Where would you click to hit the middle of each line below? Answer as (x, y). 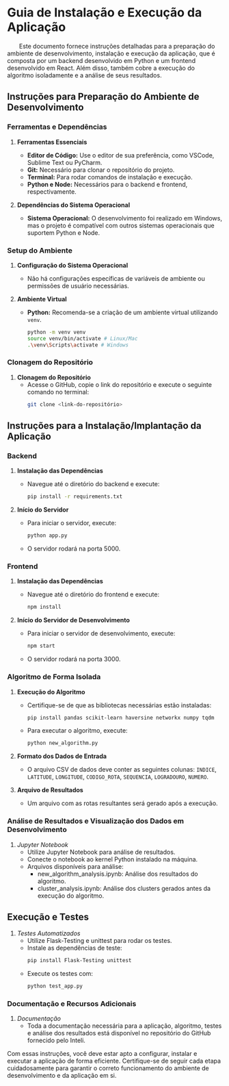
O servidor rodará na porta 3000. (74, 659)
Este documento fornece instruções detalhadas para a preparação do (117, 46)
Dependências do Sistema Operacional (73, 205)
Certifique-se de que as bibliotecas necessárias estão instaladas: (119, 705)
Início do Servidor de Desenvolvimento (73, 620)
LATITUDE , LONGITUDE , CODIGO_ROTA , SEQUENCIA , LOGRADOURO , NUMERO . (118, 777)
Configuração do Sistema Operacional (72, 265)
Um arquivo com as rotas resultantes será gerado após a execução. (122, 803)
